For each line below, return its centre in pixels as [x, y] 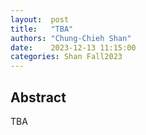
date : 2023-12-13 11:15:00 [73, 47]
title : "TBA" [42, 29]
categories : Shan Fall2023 [66, 57]
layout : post [40, 19]
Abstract [38, 97]
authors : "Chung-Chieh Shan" [71, 38]
